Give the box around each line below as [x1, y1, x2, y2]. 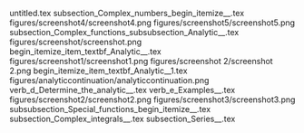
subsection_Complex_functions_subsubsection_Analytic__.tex [9, 27, 240, 37]
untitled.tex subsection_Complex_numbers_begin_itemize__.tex [9, 8, 245, 18]
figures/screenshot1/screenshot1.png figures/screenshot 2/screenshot [9, 56, 274, 66]
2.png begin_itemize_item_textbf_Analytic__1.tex [9, 65, 188, 76]
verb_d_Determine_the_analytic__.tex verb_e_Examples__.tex [9, 85, 236, 95]
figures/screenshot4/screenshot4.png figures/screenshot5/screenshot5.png [9, 17, 296, 28]
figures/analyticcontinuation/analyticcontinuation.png [9, 75, 210, 85]
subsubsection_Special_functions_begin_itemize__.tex [9, 104, 211, 114]
